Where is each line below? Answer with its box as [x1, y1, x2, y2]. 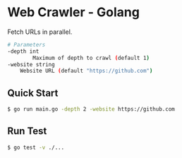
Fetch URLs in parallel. [7, 28, 73, 36]
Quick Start [7, 87, 59, 99]
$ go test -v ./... [7, 144, 65, 151]
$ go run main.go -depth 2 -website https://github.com [7, 106, 175, 113]
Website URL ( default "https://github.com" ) [20, 68, 153, 75]
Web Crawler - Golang [7, 4, 140, 20]
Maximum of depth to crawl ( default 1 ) [32, 54, 150, 61]
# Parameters [7, 41, 46, 48]
